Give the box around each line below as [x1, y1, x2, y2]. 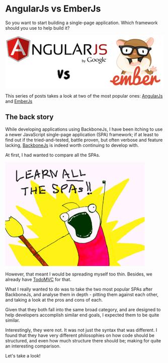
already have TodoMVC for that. [5, 276, 71, 282]
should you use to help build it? [5, 25, 70, 31]
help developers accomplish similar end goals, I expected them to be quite [5, 312, 159, 318]
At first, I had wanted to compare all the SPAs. [5, 152, 101, 158]
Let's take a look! [5, 352, 41, 358]
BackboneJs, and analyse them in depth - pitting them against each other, [5, 291, 158, 297]
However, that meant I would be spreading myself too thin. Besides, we [5, 271, 152, 277]
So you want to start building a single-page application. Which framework [5, 20, 158, 26]
